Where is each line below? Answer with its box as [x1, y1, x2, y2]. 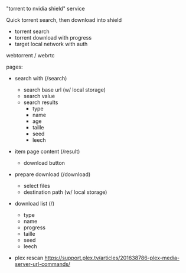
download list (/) [14, 200, 55, 207]
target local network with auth [14, 41, 88, 47]
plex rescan [14, 254, 44, 261]
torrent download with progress [14, 34, 92, 41]
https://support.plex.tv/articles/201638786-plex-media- [44, 254, 180, 261]
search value [23, 93, 55, 99]
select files [23, 183, 50, 189]
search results [23, 99, 58, 106]
